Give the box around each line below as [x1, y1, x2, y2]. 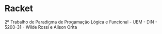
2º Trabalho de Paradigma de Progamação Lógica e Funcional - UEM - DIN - [4, 19, 158, 25]
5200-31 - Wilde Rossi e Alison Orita [4, 24, 77, 30]
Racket [4, 3, 33, 14]
